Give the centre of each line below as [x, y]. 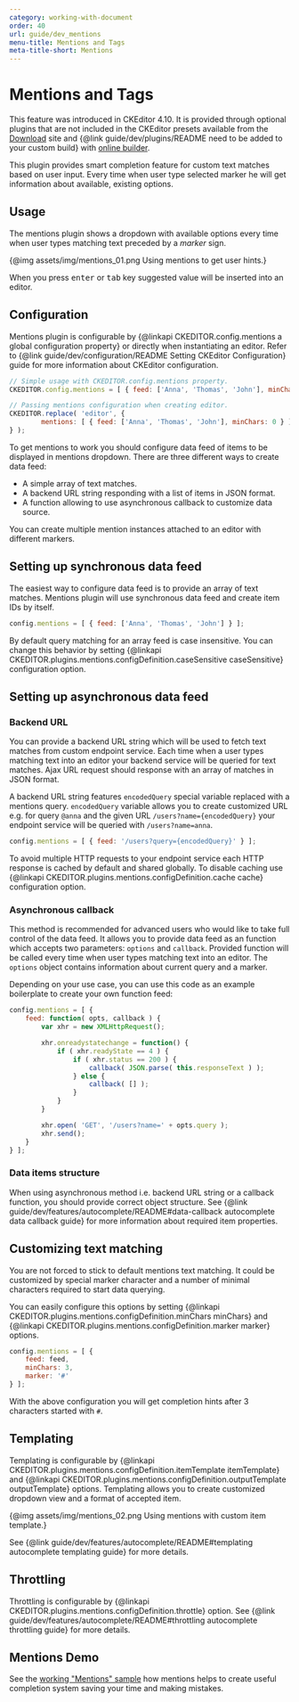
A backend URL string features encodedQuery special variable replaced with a [149, 797]
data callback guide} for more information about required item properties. [144, 1221]
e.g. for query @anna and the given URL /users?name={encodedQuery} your [142, 815]
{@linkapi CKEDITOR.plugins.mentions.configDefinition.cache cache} [137, 878]
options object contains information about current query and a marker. [138, 967]
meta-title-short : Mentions [61, 51]
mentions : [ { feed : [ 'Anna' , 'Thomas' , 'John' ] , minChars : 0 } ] [167, 422]
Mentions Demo [54, 1657]
